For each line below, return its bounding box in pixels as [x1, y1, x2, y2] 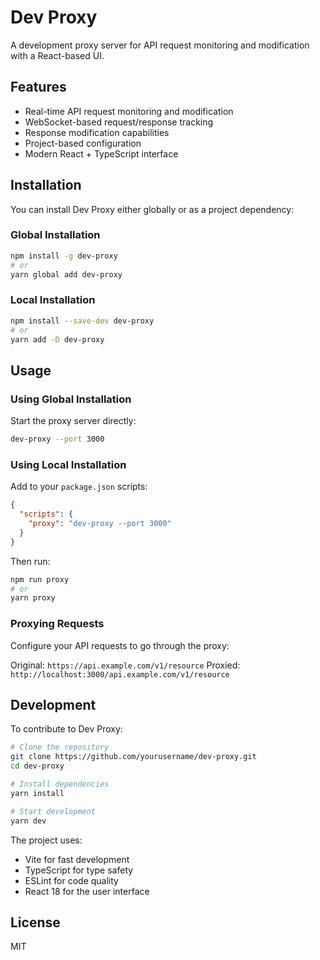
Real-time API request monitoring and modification [24, 105, 234, 117]
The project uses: [10, 834, 83, 846]
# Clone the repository [10, 742, 110, 753]
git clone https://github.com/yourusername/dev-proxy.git [10, 752, 257, 762]
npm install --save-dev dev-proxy [10, 316, 155, 326]
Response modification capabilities [24, 126, 170, 138]
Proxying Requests [10, 617, 105, 631]
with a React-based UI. [10, 49, 105, 61]
